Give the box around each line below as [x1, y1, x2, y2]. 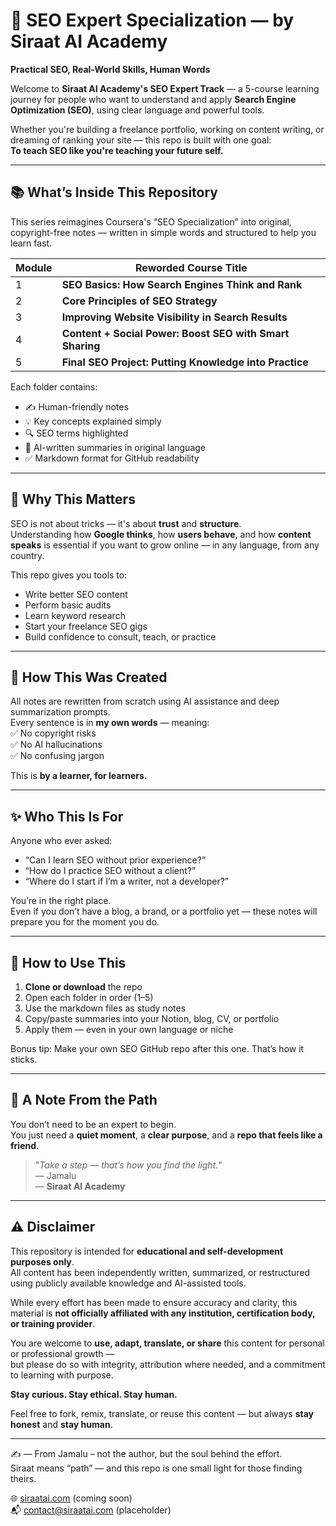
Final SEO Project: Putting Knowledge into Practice [61, 355, 309, 369]
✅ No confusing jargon [10, 750, 105, 762]
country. [10, 549, 45, 561]
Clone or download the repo [24, 981, 143, 993]
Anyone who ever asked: [10, 835, 113, 847]
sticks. [10, 1054, 38, 1065]
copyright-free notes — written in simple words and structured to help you [10, 226, 317, 238]
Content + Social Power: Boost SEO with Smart [61, 326, 290, 340]
